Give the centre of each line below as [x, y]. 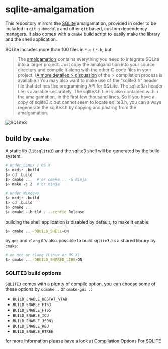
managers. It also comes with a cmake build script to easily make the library [83, 34]
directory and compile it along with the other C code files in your [85, 70]
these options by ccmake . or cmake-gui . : [49, 289]
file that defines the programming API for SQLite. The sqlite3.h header [90, 86]
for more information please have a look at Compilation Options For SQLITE [83, 341]
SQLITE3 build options [33, 273]
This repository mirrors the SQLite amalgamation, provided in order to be [81, 23]
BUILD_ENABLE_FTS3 [32, 305]
